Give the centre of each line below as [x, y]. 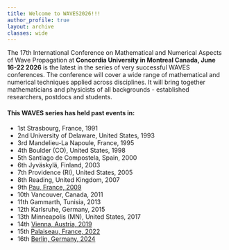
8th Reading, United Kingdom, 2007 [68, 180]
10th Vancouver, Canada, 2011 [60, 194]
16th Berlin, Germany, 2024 [56, 239]
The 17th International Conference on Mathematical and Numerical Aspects [114, 53]
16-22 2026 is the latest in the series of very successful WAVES [99, 67]
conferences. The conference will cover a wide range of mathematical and [114, 75]
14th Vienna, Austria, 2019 [54, 224]
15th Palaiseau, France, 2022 [59, 232]
